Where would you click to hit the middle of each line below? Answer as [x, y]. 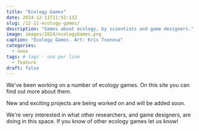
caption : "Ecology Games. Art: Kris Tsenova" [65, 40]
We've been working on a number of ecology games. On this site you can [98, 85]
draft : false [23, 68]
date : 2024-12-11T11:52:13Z [42, 18]
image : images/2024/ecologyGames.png [54, 34]
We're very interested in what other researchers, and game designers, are [99, 115]
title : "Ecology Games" [36, 12]
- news [20, 51]
